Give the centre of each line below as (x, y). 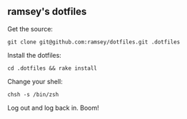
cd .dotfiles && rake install (52, 68)
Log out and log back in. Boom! (54, 108)
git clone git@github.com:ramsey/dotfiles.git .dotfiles (94, 42)
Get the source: (30, 29)
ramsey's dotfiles (47, 12)
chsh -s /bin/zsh (33, 94)
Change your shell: (35, 81)
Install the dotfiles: (35, 55)
